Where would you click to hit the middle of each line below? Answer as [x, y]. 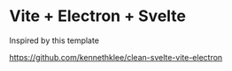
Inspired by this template [54, 40]
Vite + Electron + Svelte [97, 16]
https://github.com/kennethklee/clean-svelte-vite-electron [116, 57]
